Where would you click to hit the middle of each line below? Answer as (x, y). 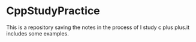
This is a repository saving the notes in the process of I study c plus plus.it (98, 27)
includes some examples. (37, 33)
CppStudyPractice (53, 11)
